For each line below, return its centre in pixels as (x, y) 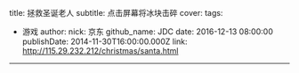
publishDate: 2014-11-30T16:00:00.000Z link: (105, 41)
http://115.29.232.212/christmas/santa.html (100, 51)
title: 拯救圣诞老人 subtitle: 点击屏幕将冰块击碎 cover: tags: (116, 13)
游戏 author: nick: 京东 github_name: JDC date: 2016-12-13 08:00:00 (147, 32)
